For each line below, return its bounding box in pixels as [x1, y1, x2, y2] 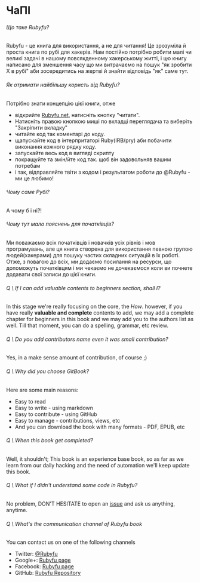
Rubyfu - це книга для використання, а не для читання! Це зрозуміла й [6, 42, 186, 50]
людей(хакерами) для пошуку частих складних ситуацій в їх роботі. [6, 252, 180, 258]
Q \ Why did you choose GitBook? [6, 368, 90, 375]
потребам [14, 162, 41, 169]
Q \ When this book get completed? [6, 437, 94, 444]
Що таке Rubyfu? [6, 23, 50, 30]
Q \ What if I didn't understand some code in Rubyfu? [6, 482, 138, 489]
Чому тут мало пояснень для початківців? [6, 220, 115, 227]
